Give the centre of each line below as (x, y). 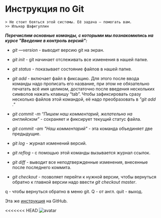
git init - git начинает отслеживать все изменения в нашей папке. (80, 59)
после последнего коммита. (42, 167)
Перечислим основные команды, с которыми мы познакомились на (79, 35)
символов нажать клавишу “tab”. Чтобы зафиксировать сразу (77, 94)
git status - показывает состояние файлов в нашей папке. (72, 69)
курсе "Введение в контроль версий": (46, 41)
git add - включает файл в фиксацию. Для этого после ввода (76, 78)
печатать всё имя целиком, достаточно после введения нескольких (83, 88)
